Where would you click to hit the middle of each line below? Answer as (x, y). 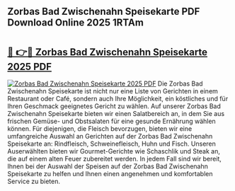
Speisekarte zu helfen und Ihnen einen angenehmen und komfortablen (110, 174)
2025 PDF (29, 66)
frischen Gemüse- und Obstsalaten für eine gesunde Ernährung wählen (111, 121)
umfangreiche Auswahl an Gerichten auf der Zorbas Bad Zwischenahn (110, 136)
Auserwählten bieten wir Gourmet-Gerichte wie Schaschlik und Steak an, (114, 151)
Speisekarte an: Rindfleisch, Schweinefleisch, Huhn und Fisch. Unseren (111, 144)
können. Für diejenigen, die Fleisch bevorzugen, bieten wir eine (100, 129)
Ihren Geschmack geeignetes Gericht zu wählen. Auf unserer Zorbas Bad (114, 106)
